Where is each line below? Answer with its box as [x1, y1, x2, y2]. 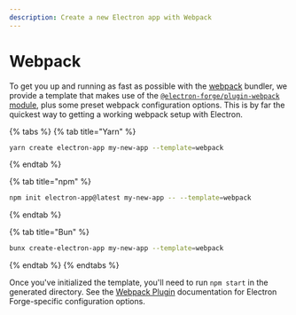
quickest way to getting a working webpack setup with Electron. [9, 108, 244, 120]
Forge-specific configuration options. [9, 296, 146, 307]
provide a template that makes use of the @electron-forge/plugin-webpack [9, 90, 280, 100]
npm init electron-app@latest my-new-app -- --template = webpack [9, 193, 252, 202]
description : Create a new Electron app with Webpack [9, 12, 213, 22]
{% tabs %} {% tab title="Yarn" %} [9, 126, 136, 137]
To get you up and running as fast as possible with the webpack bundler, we [9, 81, 288, 91]
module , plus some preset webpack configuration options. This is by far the [9, 99, 285, 110]
